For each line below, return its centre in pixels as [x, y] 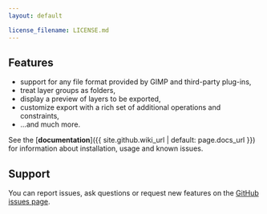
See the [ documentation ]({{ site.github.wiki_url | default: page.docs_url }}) [132, 140]
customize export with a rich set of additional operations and [120, 107]
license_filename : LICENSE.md [59, 30]
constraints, [40, 116]
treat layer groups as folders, [68, 91]
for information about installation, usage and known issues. [106, 148]
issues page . [29, 202]
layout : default [35, 16]
